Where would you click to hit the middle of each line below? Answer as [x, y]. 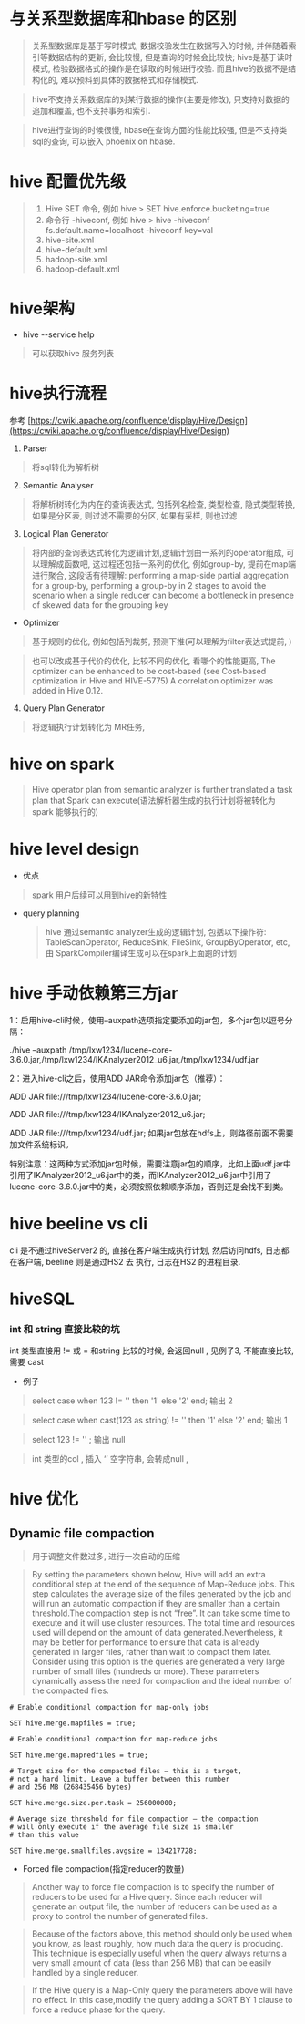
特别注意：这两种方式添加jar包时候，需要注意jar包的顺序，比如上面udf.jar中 [150, 1164]
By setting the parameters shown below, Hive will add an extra [148, 1574]
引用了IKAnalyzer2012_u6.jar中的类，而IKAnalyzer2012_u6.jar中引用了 [141, 1175]
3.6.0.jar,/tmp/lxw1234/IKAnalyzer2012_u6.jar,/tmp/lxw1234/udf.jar [134, 1059]
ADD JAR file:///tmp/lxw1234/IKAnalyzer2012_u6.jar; [107, 1114]
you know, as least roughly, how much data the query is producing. [158, 1943]
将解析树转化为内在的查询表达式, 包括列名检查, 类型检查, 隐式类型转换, [163, 504]
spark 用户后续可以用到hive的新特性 [99, 895]
